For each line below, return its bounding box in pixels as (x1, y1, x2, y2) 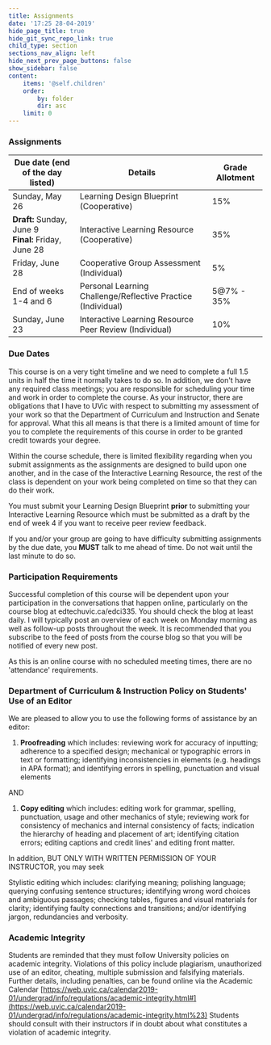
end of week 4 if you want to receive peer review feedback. (8, 518, 207, 527)
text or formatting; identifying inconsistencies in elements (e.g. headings (19, 755, 261, 765)
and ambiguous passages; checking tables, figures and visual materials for (8, 895, 257, 904)
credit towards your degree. (8, 435, 101, 445)
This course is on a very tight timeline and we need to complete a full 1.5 (8, 367, 248, 376)
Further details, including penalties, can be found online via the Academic (8, 976, 253, 986)
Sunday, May (12, 191, 62, 202)
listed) (29, 177, 55, 188)
